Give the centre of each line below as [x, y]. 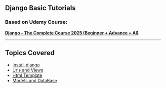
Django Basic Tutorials [40, 8]
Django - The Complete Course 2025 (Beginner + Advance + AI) [72, 33]
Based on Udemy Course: [36, 22]
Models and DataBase [35, 80]
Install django [26, 65]
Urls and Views [28, 70]
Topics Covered [30, 53]
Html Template [27, 75]
